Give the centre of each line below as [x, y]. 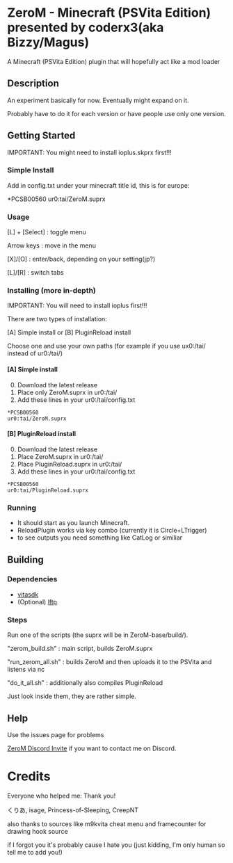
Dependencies [32, 579]
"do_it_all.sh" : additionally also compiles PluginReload [85, 683]
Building [25, 559]
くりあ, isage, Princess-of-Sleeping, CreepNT [73, 810]
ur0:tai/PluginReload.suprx [48, 490]
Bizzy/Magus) [48, 42]
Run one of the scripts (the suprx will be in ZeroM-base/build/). [98, 635]
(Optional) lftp [37, 602]
